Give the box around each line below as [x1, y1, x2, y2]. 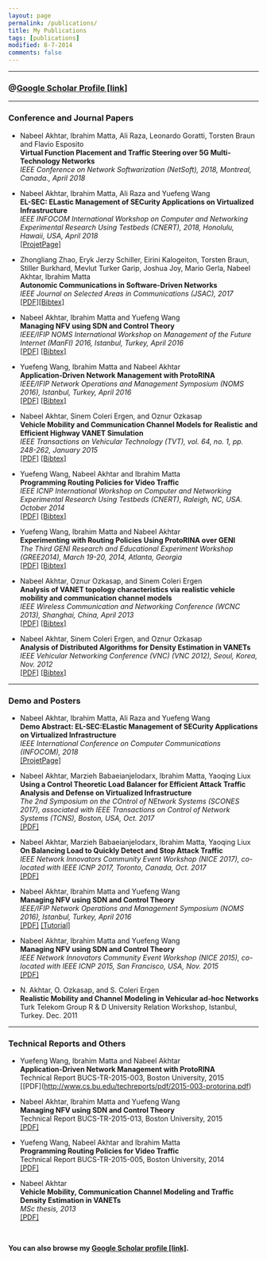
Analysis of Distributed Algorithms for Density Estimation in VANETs [19, 642, 251, 652]
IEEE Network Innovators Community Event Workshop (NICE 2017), [19, 854, 240, 863]
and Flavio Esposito [19, 139, 84, 148]
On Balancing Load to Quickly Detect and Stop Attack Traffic [19, 846, 224, 855]
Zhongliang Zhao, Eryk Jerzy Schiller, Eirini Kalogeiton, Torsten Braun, [19, 254, 250, 264]
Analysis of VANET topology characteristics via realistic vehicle [19, 584, 236, 594]
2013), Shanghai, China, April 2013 [19, 610, 134, 619]
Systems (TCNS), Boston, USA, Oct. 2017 [19, 813, 155, 823]
